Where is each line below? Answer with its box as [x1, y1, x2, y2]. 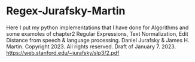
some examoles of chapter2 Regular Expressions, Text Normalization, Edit [6, 30, 188, 37]
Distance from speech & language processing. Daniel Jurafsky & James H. [6, 36, 190, 44]
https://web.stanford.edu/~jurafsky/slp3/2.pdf [6, 49, 120, 56]
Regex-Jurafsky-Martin [6, 4, 126, 18]
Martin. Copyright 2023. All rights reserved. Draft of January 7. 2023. [6, 43, 176, 50]
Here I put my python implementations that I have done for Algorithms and [6, 24, 189, 31]
